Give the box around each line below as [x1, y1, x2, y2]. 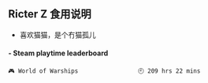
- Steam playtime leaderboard [8, 48, 109, 58]
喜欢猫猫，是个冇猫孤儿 [19, 30, 96, 40]
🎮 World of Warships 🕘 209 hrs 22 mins [8, 67, 201, 75]
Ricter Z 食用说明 [8, 7, 92, 21]
